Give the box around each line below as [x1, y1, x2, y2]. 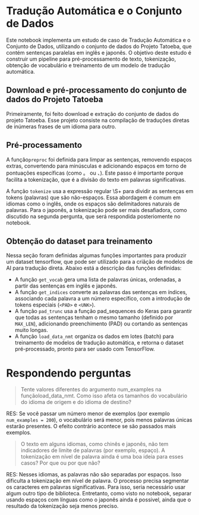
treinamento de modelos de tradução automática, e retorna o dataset [14, 339, 184, 346]
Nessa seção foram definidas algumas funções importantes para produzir [6, 252, 187, 259]
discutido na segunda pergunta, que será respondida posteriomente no [6, 213, 181, 220]
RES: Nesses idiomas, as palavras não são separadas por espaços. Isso [6, 471, 182, 478]
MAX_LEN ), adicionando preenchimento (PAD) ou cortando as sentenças [14, 320, 188, 327]
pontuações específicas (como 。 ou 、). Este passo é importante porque [6, 169, 184, 176]
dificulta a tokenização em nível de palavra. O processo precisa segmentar [6, 477, 189, 485]
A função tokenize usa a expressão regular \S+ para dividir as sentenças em [6, 187, 194, 194]
